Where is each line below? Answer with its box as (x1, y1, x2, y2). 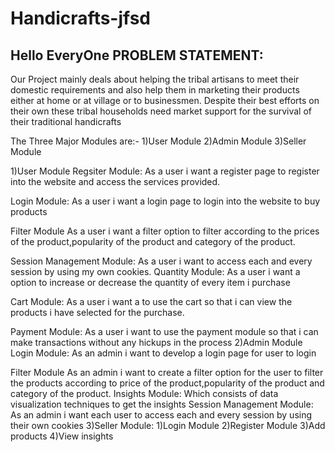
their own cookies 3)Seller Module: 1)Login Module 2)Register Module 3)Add (10, 420, 326, 431)
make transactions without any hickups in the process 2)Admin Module (10, 337, 303, 348)
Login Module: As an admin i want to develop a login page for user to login (10, 347, 317, 359)
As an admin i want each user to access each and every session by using (10, 409, 313, 421)
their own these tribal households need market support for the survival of (10, 105, 312, 117)
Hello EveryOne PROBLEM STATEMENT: (10, 47, 264, 64)
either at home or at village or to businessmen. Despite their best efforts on (10, 95, 320, 106)
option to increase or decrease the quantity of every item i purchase (10, 277, 291, 288)
